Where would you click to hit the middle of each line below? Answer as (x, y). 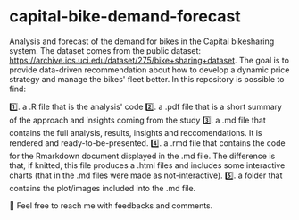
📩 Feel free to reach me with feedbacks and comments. (111, 205)
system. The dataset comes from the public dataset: (105, 50)
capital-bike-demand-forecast (125, 17)
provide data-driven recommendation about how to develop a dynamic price (149, 70)
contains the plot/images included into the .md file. (103, 188)
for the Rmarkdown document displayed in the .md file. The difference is (142, 156)
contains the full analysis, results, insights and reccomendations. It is (136, 132)
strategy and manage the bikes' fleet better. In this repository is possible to (147, 79)
